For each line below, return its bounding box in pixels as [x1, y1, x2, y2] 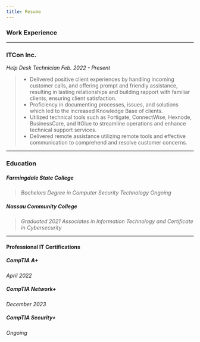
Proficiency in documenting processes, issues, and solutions [29, 101, 179, 108]
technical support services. [29, 126, 97, 134]
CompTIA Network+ [6, 285, 57, 293]
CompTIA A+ [6, 257, 39, 264]
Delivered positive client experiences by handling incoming [29, 76, 174, 83]
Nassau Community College [6, 203, 77, 210]
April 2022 [6, 272, 32, 279]
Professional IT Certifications [6, 243, 80, 250]
